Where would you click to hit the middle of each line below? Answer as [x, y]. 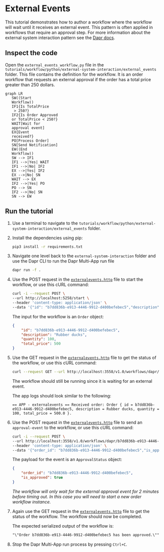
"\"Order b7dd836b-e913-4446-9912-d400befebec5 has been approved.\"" [86, 535]
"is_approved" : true [42, 478]
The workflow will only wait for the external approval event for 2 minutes [85, 491]
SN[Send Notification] [35, 145]
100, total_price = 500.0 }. [42, 413]
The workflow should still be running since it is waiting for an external [82, 381]
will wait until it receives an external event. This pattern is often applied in [79, 27]
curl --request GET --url [38, 372]
